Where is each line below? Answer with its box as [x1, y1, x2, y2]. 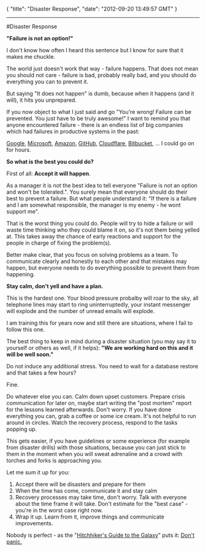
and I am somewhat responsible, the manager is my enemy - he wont [6, 202, 181, 208]
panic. [6, 538, 23, 545]
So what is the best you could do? [6, 158, 94, 165]
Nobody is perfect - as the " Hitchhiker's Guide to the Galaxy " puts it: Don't [6, 531, 195, 539]
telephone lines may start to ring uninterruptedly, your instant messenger [6, 301, 191, 308]
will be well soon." [6, 351, 54, 358]
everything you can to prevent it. [6, 78, 89, 85]
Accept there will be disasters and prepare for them [15, 481, 146, 488]
